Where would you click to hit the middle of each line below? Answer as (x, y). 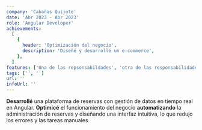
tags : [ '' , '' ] (25, 73)
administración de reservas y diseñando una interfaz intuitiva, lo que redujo (99, 114)
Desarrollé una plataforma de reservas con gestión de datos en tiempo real (100, 101)
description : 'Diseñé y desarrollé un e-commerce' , (88, 51)
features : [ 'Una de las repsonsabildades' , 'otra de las (79, 67)
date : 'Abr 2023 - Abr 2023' (43, 17)
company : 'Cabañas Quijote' (41, 12)
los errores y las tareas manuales (47, 120)
